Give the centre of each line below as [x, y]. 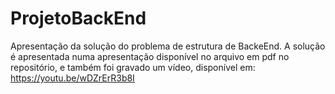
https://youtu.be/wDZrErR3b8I [72, 78]
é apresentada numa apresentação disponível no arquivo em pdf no [150, 56]
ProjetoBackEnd [78, 18]
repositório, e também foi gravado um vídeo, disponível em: [133, 67]
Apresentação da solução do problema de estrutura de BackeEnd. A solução [168, 46]
